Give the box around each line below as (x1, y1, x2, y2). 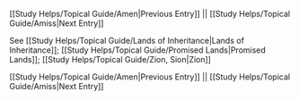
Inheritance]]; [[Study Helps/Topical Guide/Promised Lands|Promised (9, 45, 267, 55)
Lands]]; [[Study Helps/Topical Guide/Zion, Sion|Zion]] (9, 54, 211, 64)
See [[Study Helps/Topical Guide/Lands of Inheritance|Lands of (9, 36, 245, 46)
